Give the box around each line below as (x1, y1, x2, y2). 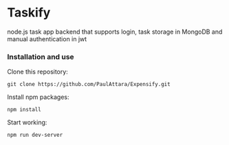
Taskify (7, 5, 51, 21)
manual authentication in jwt (7, 34, 87, 43)
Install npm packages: (7, 93, 69, 101)
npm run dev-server (7, 132, 63, 139)
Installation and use (7, 52, 74, 61)
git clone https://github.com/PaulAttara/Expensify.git (7, 81, 171, 88)
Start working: (7, 118, 47, 126)
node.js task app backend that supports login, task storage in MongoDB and (7, 27, 223, 36)
